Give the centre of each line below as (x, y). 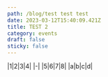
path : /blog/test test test (48, 14)
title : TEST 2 (28, 27)
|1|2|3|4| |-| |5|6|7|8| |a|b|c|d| (50, 66)
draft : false (26, 40)
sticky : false (28, 46)
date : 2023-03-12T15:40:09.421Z (54, 20)
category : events (32, 33)
